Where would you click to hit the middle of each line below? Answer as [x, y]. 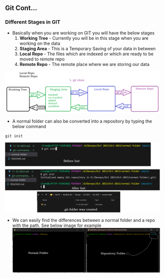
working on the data [40, 43]
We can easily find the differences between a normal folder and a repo [83, 220]
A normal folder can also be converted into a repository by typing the [82, 121]
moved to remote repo [42, 59]
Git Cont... [21, 8]
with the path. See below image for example [57, 225]
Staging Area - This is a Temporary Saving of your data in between [88, 48]
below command [29, 126]
